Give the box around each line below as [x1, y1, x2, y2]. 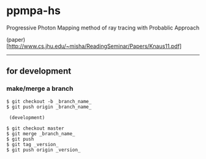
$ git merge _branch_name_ [6, 130, 75, 137]
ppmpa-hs [6, 4, 61, 18]
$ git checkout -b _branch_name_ [6, 98, 92, 104]
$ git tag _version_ [6, 141, 59, 147]
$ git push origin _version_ [6, 147, 81, 153]
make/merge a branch [6, 84, 74, 93]
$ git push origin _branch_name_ [6, 104, 92, 110]
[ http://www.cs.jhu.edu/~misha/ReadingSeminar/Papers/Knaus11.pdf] [6, 42, 182, 50]
